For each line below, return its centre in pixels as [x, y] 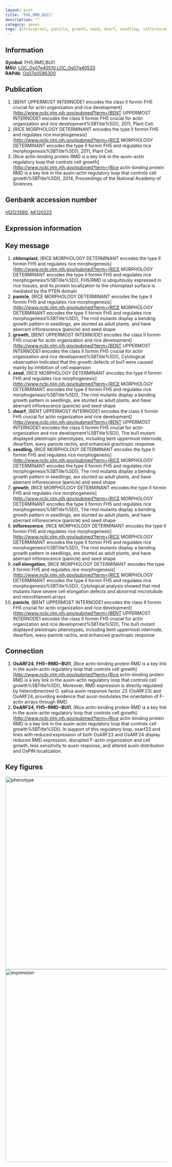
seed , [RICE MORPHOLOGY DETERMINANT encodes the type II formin [87, 373]
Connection [24, 651]
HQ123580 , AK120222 [29, 212]
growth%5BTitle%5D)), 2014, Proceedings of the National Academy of [87, 178]
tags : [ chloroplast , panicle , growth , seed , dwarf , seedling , [73, 29]
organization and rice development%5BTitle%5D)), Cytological [79, 356]
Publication [24, 90]
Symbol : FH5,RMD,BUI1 [30, 62]
